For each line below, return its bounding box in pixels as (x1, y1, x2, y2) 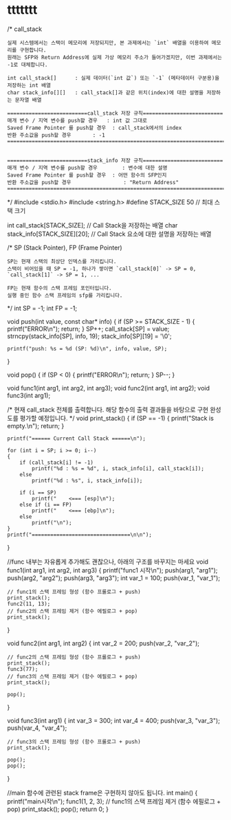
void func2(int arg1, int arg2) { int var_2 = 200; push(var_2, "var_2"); (7, 639, 199, 647)
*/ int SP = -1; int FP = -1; (7, 304, 78, 312)
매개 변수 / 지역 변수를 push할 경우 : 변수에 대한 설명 (7, 164, 168, 171)
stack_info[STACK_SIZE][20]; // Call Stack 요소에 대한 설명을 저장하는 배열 (7, 230, 212, 238)
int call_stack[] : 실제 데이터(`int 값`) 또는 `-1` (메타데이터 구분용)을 (7, 74, 220, 81)
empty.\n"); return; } (7, 421, 65, 430)
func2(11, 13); (7, 600, 51, 607)
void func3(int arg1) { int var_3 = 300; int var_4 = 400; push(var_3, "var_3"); (7, 716, 220, 724)
